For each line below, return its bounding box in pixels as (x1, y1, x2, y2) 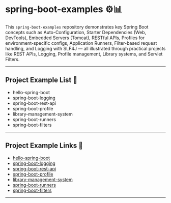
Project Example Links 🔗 (5, 141, 83, 150)
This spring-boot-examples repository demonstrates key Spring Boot (5, 23, 149, 30)
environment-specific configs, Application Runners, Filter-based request (5, 40, 157, 46)
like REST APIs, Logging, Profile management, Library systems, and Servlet (5, 51, 163, 57)
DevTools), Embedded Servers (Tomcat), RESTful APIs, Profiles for (5, 35, 145, 41)
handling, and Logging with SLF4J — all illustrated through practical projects (5, 45, 166, 51)
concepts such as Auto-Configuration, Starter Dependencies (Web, (5, 29, 147, 35)
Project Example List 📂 (5, 76, 78, 84)
